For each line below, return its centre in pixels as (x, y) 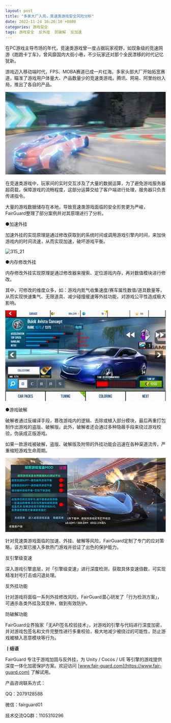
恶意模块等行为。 (41, 638)
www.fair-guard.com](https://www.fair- (121, 666)
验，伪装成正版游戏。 (27, 433)
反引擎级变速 (19, 558)
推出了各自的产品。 (34, 85)
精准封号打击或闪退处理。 (32, 575)
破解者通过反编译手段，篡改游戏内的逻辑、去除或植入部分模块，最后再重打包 (85, 420)
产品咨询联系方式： (25, 683)
